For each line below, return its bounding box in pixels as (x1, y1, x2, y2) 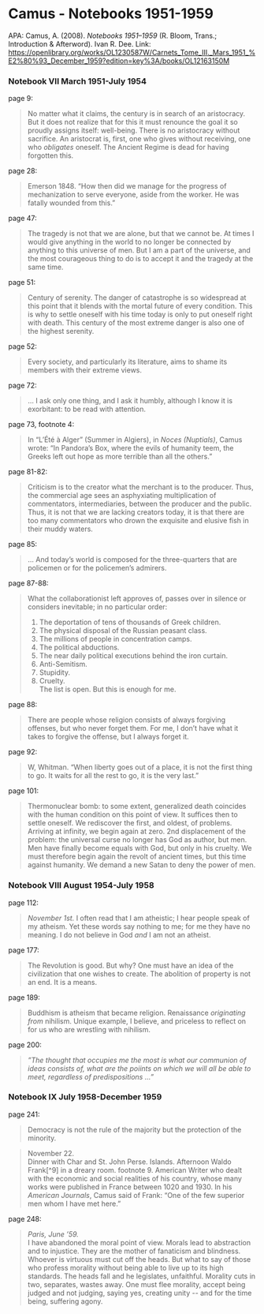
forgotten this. (27, 151, 74, 160)
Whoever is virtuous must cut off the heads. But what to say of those (27, 1254, 251, 1263)
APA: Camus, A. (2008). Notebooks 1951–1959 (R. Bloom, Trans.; (8, 31, 218, 40)
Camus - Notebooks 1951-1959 (8, 5, 214, 23)
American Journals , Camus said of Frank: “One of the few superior (27, 1190, 245, 1200)
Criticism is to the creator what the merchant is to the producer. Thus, (27, 482, 254, 492)
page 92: (8, 747, 38, 757)
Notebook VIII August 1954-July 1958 (8, 880, 155, 891)
